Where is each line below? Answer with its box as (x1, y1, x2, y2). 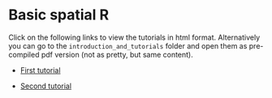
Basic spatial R (8, 6, 110, 24)
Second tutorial (19, 81, 71, 91)
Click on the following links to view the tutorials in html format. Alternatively (8, 32, 261, 42)
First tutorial (19, 65, 61, 75)
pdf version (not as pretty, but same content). (41, 49, 193, 59)
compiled (8, 49, 40, 59)
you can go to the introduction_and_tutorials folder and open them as (8, 40, 248, 50)
